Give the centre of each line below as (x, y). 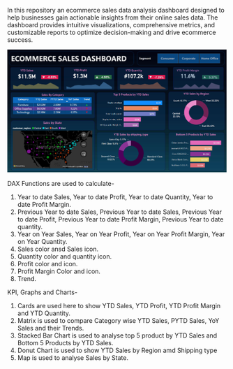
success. (20, 40)
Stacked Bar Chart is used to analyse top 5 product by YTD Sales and (117, 335)
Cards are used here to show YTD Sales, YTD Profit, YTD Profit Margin (119, 306)
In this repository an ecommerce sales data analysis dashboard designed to (116, 10)
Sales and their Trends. (51, 328)
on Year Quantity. (42, 242)
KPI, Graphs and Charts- (43, 292)
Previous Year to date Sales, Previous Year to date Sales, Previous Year (119, 212)
